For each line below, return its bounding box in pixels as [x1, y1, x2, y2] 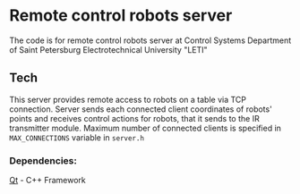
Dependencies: [9, 154, 78, 166]
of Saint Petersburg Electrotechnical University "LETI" [9, 44, 208, 55]
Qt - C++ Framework [9, 175, 87, 186]
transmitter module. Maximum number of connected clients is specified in [9, 122, 282, 133]
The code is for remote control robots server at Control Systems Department [9, 35, 292, 46]
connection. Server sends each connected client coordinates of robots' [9, 104, 273, 114]
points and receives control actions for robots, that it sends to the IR [9, 113, 260, 123]
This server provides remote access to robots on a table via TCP [9, 94, 246, 105]
